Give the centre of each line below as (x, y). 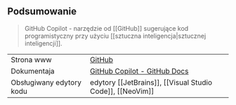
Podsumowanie (42, 12)
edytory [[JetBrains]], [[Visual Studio (151, 82)
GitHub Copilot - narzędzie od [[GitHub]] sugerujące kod (106, 28)
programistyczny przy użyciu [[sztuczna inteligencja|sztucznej (115, 36)
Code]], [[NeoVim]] (122, 91)
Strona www (31, 59)
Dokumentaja (33, 71)
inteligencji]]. (43, 43)
